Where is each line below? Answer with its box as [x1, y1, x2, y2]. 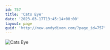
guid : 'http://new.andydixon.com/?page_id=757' [5, 26, 106, 31]
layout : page [5, 21, 32, 26]
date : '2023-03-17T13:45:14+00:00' [5, 16, 79, 21]
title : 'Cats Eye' [5, 12, 43, 17]
